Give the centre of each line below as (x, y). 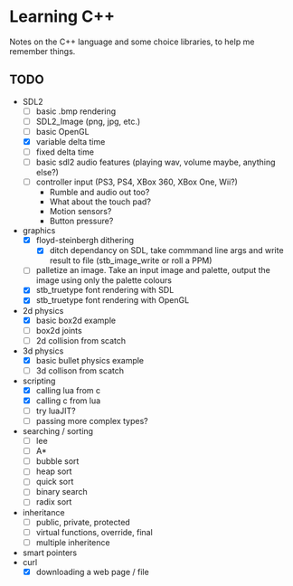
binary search (61, 492)
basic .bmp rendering (76, 111)
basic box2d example (76, 320)
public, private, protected (83, 522)
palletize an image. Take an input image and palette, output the (153, 270)
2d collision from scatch (81, 340)
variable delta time (71, 141)
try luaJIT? (56, 411)
